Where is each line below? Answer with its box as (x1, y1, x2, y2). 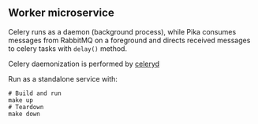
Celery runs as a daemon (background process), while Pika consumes (8, 27, 237, 36)
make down (8, 110, 41, 118)
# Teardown (8, 103, 44, 111)
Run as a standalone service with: (8, 74, 118, 83)
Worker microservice (8, 6, 114, 20)
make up (8, 96, 34, 104)
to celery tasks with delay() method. (8, 43, 128, 53)
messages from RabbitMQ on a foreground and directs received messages (8, 35, 251, 45)
